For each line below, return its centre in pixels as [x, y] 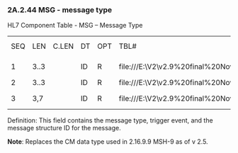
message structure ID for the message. [64, 128]
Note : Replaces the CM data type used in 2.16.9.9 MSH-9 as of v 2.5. [108, 142]
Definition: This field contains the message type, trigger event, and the [110, 120]
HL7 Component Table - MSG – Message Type [75, 25]
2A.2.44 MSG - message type [60, 10]
